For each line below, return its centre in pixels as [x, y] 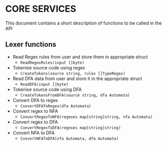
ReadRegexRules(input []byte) [52, 63]
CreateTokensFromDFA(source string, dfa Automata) [75, 95]
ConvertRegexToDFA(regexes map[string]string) [71, 128]
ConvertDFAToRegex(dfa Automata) [56, 106]
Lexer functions [31, 45]
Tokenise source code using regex [49, 67]
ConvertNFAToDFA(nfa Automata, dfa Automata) [69, 138]
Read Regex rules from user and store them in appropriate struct [80, 57]
